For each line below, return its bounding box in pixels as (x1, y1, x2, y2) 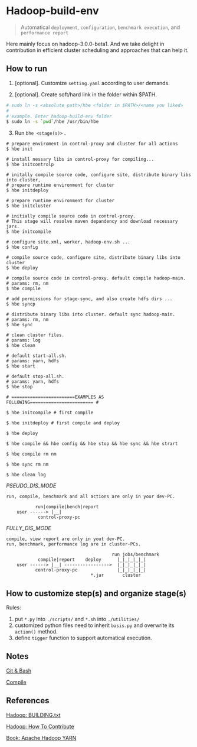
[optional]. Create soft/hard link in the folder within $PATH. (14, 90, 157, 98)
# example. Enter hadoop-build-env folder (6, 113, 112, 119)
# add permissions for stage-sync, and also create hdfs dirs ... (6, 296, 173, 302)
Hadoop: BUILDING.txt (6, 711, 61, 719)
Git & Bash (6, 667, 31, 674)
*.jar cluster (90, 572, 142, 579)
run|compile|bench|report (35, 504, 99, 510)
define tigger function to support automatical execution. (14, 634, 152, 642)
